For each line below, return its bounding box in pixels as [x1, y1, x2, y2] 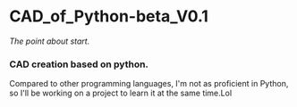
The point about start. [9, 36, 90, 46]
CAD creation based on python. [9, 58, 149, 70]
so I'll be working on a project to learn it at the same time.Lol [9, 87, 233, 99]
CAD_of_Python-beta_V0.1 [9, 6, 208, 27]
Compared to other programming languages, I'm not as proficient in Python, [9, 78, 289, 89]
